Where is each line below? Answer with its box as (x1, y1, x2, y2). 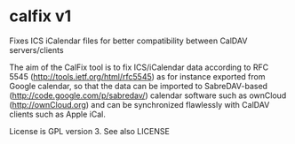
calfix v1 (9, 6, 72, 27)
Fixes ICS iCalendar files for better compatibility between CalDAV (9, 35, 248, 46)
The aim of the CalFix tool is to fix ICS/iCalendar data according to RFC (9, 62, 269, 72)
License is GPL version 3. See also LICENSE (9, 125, 171, 136)
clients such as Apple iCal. (9, 109, 107, 119)
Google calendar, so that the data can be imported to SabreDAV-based (9, 80, 268, 91)
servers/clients (9, 44, 64, 55)
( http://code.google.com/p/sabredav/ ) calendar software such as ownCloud (9, 90, 287, 101)
